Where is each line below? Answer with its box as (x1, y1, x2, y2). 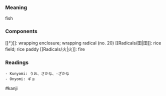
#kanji (5, 85, 18, 91)
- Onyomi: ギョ (5, 76, 35, 81)
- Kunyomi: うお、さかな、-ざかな (5, 71, 69, 76)
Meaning (5, 4, 27, 11)
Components (5, 28, 37, 35)
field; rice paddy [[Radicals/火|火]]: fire (5, 46, 85, 52)
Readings (5, 59, 29, 66)
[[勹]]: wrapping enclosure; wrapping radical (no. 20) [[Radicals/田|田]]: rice (5, 39, 161, 46)
